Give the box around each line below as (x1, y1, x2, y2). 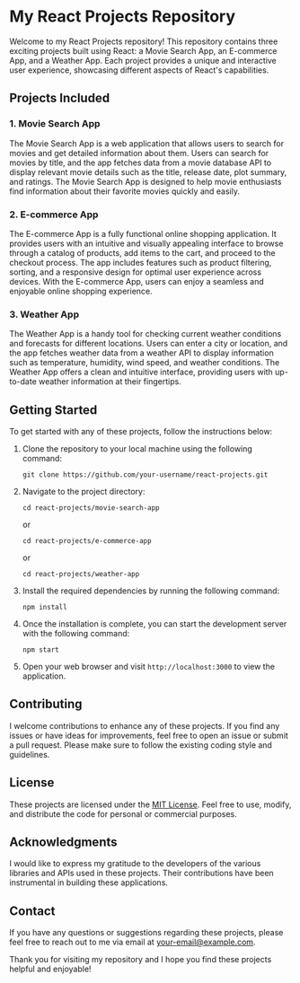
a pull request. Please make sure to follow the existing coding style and (9, 739, 272, 750)
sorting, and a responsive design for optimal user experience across (9, 267, 262, 277)
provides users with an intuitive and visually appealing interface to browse (9, 238, 284, 249)
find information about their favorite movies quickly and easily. (9, 186, 241, 197)
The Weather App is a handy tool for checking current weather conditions (9, 329, 282, 339)
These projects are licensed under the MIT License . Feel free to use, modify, (9, 799, 292, 810)
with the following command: (22, 628, 130, 639)
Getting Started (9, 402, 98, 417)
